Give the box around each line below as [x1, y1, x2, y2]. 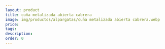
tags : [5, 27, 17, 32]
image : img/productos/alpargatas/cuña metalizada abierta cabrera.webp [5, 17, 160, 22]
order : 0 [5, 36, 24, 41]
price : [5, 21, 19, 27]
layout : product [5, 7, 40, 13]
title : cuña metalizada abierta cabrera [5, 12, 92, 17]
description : [5, 31, 33, 36]
